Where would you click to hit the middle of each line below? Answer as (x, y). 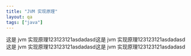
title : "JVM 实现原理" (32, 11)
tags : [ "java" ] (25, 22)
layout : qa (19, 17)
